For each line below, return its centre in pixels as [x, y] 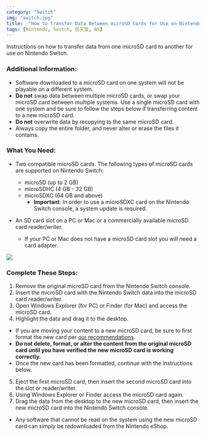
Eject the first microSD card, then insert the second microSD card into [103, 382]
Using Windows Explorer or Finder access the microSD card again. [99, 395]
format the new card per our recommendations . [75, 337]
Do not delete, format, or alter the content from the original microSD [103, 344]
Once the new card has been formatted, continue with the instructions [104, 364]
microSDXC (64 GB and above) [63, 195]
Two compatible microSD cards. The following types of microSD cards [104, 164]
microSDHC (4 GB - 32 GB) [59, 189]
